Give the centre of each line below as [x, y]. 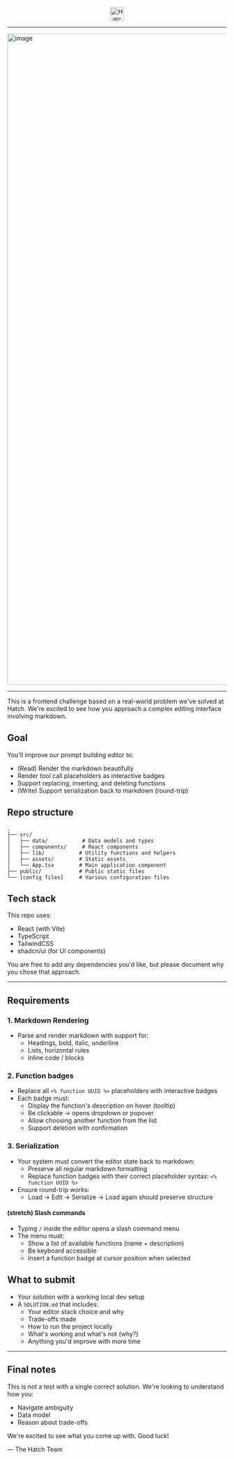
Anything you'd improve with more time [84, 1341]
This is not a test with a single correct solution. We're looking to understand [116, 1387]
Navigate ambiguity [45, 1407]
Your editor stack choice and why [76, 1311]
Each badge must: [43, 1099]
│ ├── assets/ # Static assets [67, 859]
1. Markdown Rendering [48, 1020]
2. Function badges [41, 1076]
